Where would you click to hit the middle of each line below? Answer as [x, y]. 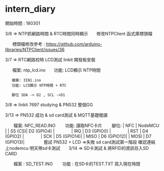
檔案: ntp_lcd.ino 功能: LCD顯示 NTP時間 [56, 70]
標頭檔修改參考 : [28, 44]
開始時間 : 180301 [23, 23]
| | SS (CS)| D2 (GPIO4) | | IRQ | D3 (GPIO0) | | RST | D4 [77, 131]
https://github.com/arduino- [74, 44]
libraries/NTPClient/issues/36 [35, 49]
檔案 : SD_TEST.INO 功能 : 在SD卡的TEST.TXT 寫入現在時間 [77, 164]
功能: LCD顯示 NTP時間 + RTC [39, 85]
